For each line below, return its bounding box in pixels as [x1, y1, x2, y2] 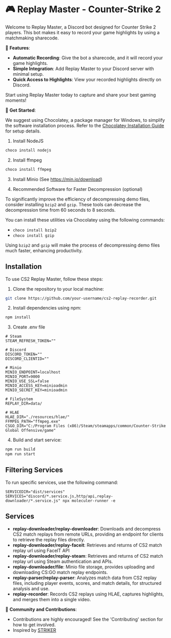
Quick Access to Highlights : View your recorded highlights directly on [12, 76, 161, 82]
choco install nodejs [5, 147, 52, 153]
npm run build [5, 447, 36, 452]
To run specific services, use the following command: [5, 479, 118, 486]
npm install [5, 315, 31, 320]
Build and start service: [12, 437, 62, 443]
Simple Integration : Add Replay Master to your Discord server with [12, 65, 155, 72]
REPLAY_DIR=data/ [5, 401, 42, 406]
